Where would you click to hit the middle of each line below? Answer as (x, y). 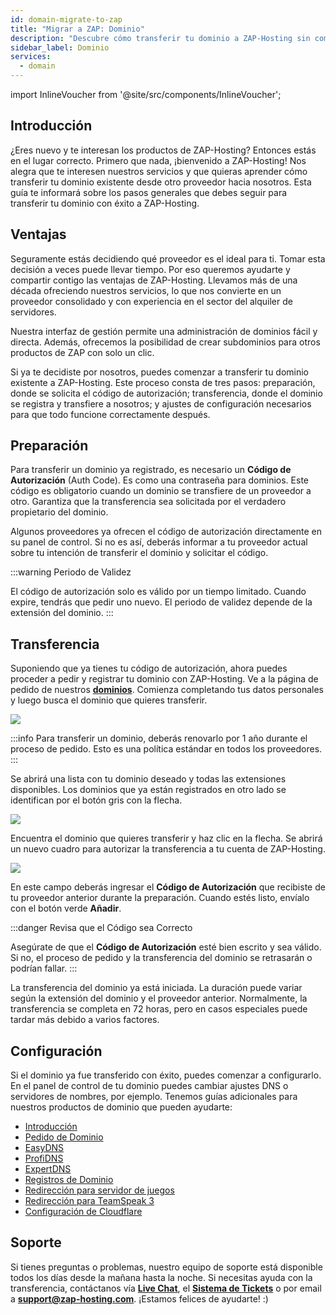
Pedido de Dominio (64, 1137)
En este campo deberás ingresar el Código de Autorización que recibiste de (168, 887)
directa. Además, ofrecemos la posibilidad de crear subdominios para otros (165, 342)
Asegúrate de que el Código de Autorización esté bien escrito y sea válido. (166, 947)
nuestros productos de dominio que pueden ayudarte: (121, 1107)
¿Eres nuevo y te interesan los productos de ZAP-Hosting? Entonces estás (163, 150)
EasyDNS (44, 1148)
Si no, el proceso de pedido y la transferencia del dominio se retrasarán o (161, 958)
